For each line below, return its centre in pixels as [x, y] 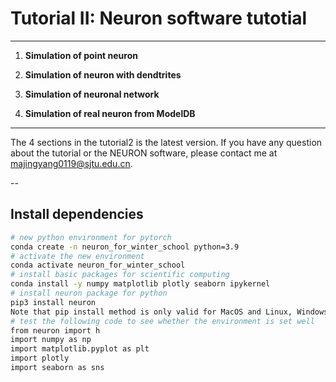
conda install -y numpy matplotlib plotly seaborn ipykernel [140, 284]
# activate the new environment [77, 256]
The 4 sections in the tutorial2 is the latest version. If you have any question [166, 142]
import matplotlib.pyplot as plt [80, 349]
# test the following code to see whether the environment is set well [162, 321]
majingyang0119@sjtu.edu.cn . [71, 163]
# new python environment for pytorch [91, 237]
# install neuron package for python [89, 293]
